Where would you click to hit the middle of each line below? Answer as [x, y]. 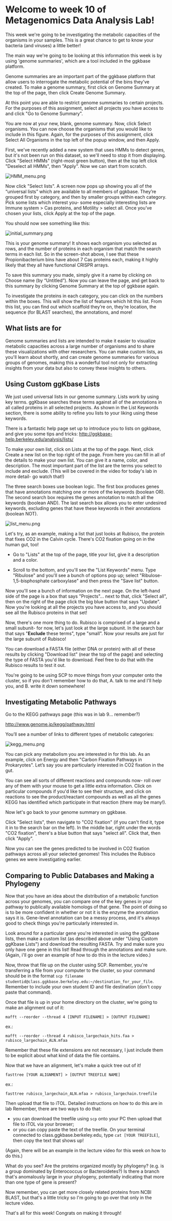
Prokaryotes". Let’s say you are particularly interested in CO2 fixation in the [85, 765]
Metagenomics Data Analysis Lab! [80, 20]
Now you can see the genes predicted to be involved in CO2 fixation [78, 849]
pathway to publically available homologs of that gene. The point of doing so [86, 907]
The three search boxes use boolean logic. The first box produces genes [82, 486]
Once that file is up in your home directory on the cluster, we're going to [81, 1002]
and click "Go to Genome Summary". [44, 113]
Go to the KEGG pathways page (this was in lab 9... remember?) [73, 714]
